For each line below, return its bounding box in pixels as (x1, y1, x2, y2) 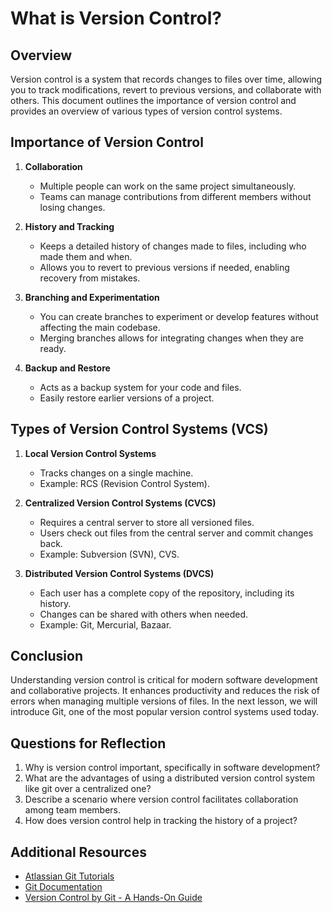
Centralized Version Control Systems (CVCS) (24, 497, 217, 509)
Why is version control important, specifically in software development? (24, 762, 321, 774)
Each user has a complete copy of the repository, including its (39, 587, 295, 599)
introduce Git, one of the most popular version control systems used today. (10, 706, 320, 718)
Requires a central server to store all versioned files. (39, 516, 255, 528)
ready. (39, 342, 67, 354)
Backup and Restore (24, 362, 111, 374)
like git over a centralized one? (24, 783, 152, 795)
